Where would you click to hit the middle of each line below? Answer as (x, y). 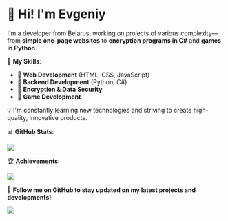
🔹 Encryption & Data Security (60, 89)
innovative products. (58, 117)
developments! (29, 197)
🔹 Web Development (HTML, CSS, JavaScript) (83, 75)
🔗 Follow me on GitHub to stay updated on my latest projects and (102, 190)
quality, (18, 117)
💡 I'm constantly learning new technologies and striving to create (100, 110)
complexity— (199, 33)
